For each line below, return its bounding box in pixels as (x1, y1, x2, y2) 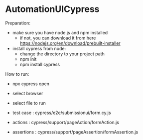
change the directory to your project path (19, 51, 105, 57)
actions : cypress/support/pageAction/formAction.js (12, 119, 120, 125)
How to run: (5, 71, 29, 77)
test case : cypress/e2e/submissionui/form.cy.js (12, 110, 111, 116)
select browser (12, 90, 43, 96)
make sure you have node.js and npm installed (12, 29, 108, 35)
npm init (19, 56, 37, 62)
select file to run (12, 100, 46, 106)
